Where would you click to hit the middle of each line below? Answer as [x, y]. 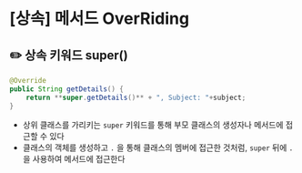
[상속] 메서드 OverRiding [99, 19]
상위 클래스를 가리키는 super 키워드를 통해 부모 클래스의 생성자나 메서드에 [153, 125]
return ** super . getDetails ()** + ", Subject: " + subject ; [136, 97]
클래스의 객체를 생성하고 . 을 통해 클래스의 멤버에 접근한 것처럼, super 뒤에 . [158, 148]
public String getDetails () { [67, 89]
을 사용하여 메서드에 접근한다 [74, 158]
